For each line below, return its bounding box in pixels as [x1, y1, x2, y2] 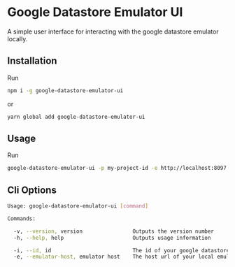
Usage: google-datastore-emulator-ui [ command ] [7, 203, 149, 210]
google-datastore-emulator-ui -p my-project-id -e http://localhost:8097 [7, 165, 227, 172]
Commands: [7, 215, 36, 222]
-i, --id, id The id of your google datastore [13, 247, 230, 254]
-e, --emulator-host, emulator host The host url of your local [13, 253, 215, 261]
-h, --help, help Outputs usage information [13, 234, 211, 241]
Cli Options [7, 184, 57, 196]
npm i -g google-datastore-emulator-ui [7, 87, 124, 94]
